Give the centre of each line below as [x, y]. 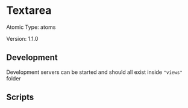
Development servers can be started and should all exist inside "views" [94, 72]
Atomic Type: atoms [31, 27]
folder [14, 78]
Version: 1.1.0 [22, 38]
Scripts [20, 97]
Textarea [29, 10]
